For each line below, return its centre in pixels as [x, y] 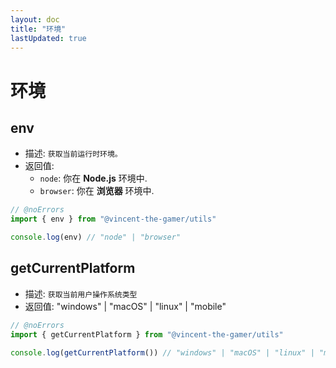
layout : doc [35, 19]
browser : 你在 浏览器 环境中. [97, 191]
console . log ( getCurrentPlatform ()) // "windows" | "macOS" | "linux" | [162, 352]
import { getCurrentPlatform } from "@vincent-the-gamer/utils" [147, 334]
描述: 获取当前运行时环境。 [73, 153]
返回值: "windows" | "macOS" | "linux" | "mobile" [125, 306]
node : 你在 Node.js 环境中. [93, 178]
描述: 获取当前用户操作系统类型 [81, 293]
